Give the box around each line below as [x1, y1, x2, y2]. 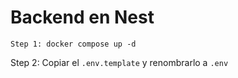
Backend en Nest [10, 6, 155, 29]
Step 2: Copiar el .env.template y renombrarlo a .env [10, 56, 229, 68]
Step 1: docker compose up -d [10, 39, 137, 49]
